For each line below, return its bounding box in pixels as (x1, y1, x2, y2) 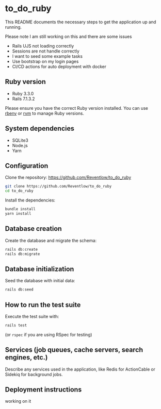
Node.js (12, 142, 28, 148)
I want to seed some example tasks (12, 53, 83, 59)
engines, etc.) (5, 353, 48, 362)
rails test (5, 323, 27, 328)
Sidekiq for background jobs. (5, 371, 63, 377)
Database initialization (5, 265, 74, 273)
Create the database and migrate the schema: (5, 238, 97, 243)
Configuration (5, 161, 48, 170)
